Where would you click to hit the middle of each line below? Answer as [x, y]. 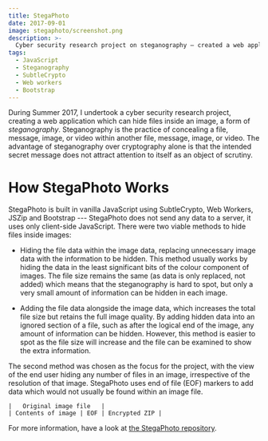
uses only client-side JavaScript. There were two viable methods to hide [127, 226]
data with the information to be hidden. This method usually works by [134, 259]
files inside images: [40, 235]
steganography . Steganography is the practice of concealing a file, [118, 129]
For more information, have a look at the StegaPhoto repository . [112, 428]
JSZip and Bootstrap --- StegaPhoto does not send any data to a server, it [130, 218]
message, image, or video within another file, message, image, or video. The [134, 138]
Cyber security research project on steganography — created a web [130, 46]
